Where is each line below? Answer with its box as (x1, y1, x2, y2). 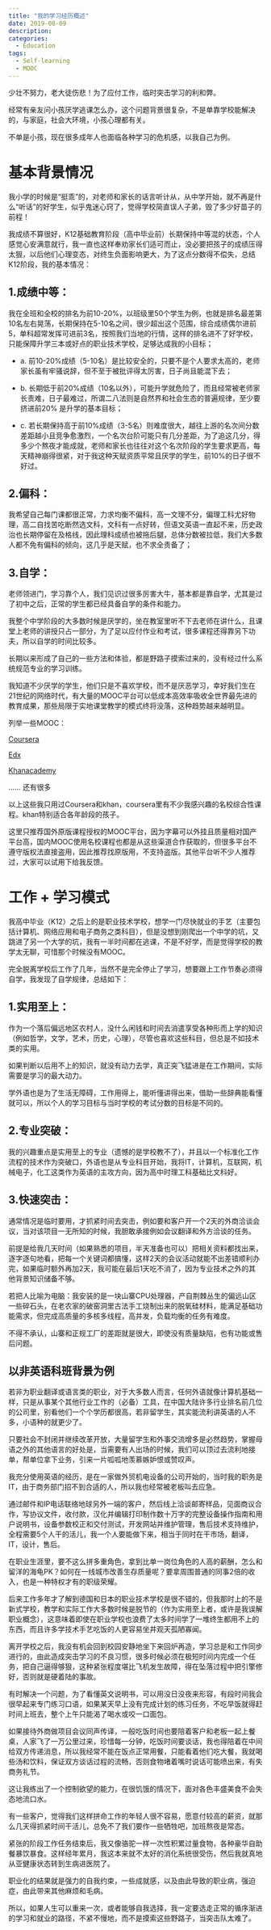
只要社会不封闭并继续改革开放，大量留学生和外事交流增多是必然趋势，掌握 (8, 1435, 256, 1444)
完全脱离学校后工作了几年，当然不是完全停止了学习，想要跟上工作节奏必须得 (8, 964, 263, 974)
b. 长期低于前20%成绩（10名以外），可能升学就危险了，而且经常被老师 (19, 383, 253, 393)
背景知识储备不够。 (15, 1274, 79, 1283)
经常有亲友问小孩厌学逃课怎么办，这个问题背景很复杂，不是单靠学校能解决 (8, 104, 256, 114)
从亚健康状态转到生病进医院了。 (8, 1859, 115, 1869)
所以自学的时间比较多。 (22, 636, 101, 647)
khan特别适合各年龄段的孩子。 (22, 810, 124, 820)
